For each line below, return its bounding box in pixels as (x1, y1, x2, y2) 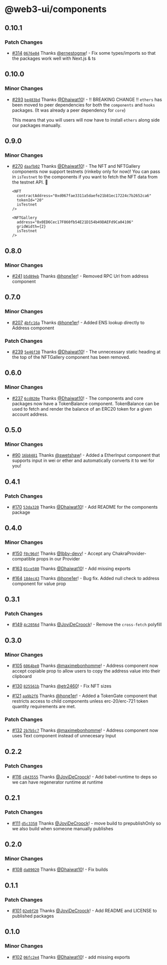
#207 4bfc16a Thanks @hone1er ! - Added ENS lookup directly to (12, 319, 145, 325)
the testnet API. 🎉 (12, 179, 48, 185)
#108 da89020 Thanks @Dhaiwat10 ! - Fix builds (12, 866, 108, 873)
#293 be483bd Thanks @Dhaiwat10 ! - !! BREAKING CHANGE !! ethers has (12, 96, 162, 103)
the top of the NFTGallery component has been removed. (12, 354, 130, 360)
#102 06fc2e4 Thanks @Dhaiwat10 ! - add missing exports (12, 954, 130, 960)
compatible (12, 555, 36, 561)
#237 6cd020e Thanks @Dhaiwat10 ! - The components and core (12, 395, 143, 401)
